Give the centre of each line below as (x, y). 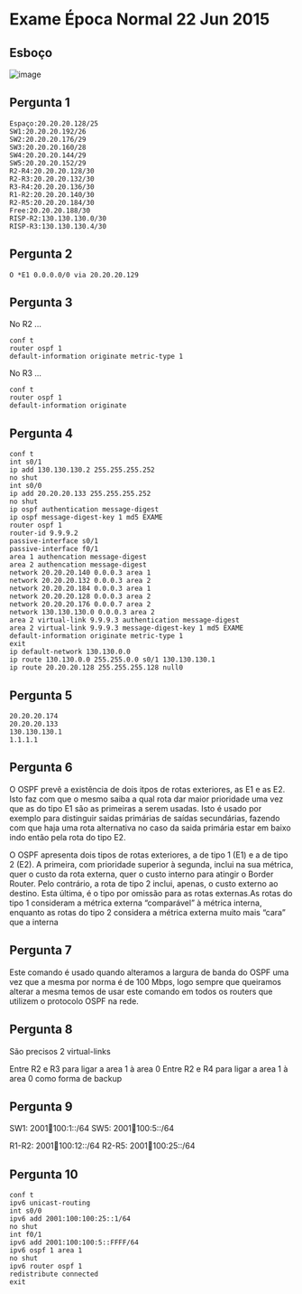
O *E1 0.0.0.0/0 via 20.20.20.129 (74, 275)
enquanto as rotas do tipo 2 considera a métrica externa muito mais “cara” (147, 912)
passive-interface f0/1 (54, 549)
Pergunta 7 (41, 950)
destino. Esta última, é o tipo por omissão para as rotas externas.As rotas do (151, 893)
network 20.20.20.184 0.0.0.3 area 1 (80, 589)
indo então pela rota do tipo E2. (68, 837)
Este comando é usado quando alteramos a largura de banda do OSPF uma (149, 972)
